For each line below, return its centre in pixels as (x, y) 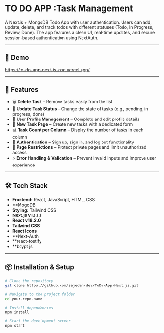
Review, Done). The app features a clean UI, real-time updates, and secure (80, 32)
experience (23, 165)
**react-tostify (27, 241)
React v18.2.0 (26, 220)
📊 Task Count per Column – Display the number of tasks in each (78, 130)
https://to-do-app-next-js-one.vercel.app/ (47, 70)
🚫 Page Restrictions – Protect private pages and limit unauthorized (79, 147)
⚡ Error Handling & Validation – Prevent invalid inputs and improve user (84, 158)
